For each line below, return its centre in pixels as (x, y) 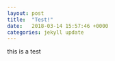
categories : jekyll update (46, 32)
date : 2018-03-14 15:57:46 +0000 (58, 26)
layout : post (26, 13)
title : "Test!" (30, 20)
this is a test (24, 52)
